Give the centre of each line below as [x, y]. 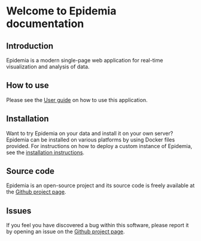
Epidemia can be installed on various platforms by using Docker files [91, 140]
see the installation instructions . [45, 152]
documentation [45, 24]
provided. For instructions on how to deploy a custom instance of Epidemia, [99, 146]
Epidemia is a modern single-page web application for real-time [85, 60]
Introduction [30, 46]
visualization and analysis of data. [48, 67]
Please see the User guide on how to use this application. [77, 100]
